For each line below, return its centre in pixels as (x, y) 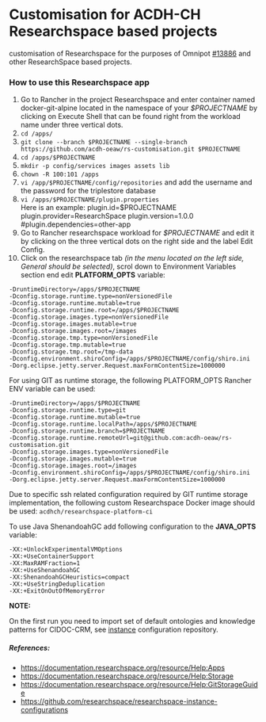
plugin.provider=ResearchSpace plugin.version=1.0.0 (107, 216)
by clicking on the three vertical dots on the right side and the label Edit (137, 241)
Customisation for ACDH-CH (105, 15)
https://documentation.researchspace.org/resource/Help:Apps (122, 668)
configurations (44, 710)
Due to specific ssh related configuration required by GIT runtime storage (129, 495)
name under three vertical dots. (72, 125)
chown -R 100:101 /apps (60, 175)
